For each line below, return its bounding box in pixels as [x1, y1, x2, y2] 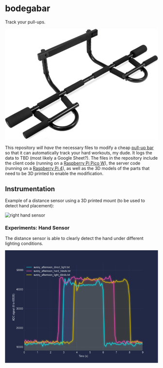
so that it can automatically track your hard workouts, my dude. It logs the [5, 150, 152, 156]
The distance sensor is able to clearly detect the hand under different [5, 236, 144, 241]
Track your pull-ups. [5, 19, 46, 25]
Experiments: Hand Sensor [5, 224, 70, 231]
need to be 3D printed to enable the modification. [5, 171, 103, 177]
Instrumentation [5, 184, 55, 193]
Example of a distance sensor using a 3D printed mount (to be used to [5, 198, 146, 203]
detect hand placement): [5, 202, 54, 208]
